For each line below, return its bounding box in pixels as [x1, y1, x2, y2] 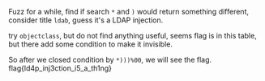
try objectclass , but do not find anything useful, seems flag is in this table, [8, 31, 257, 40]
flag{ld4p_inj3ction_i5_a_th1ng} [8, 63, 112, 73]
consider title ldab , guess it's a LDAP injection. [8, 15, 164, 25]
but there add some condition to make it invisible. [8, 39, 173, 49]
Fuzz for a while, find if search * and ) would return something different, [8, 7, 250, 16]
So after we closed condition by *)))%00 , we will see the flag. [8, 55, 212, 64]
